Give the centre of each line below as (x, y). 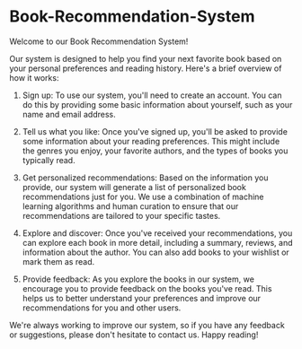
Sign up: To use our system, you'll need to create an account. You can (152, 95)
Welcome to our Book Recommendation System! (99, 41)
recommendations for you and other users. (102, 308)
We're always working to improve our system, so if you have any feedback (147, 325)
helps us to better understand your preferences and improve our (142, 298)
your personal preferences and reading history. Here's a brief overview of (146, 68)
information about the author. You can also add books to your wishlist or (155, 252)
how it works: (34, 77)
